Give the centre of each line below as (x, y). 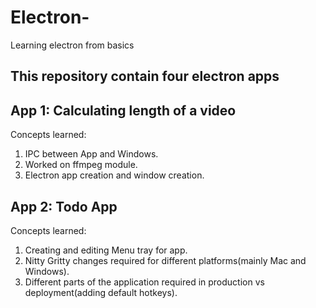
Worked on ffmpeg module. (81, 165)
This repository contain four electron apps (145, 76)
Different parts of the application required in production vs (144, 282)
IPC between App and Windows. (91, 154)
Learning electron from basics (72, 45)
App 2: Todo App (64, 206)
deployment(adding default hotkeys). (101, 292)
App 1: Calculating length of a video (123, 110)
